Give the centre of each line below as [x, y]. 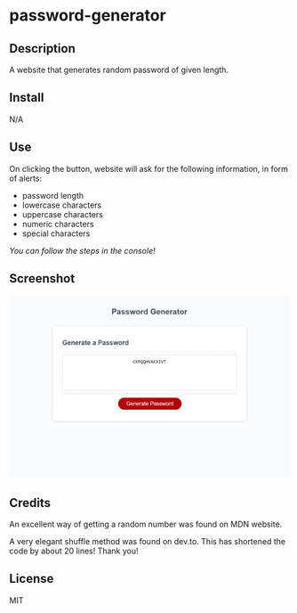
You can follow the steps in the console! [82, 250]
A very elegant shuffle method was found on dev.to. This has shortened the [148, 542]
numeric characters [58, 224]
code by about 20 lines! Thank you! [74, 551]
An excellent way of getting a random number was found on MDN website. [146, 524]
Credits [30, 503]
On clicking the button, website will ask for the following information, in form [149, 168]
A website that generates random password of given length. [119, 69]
